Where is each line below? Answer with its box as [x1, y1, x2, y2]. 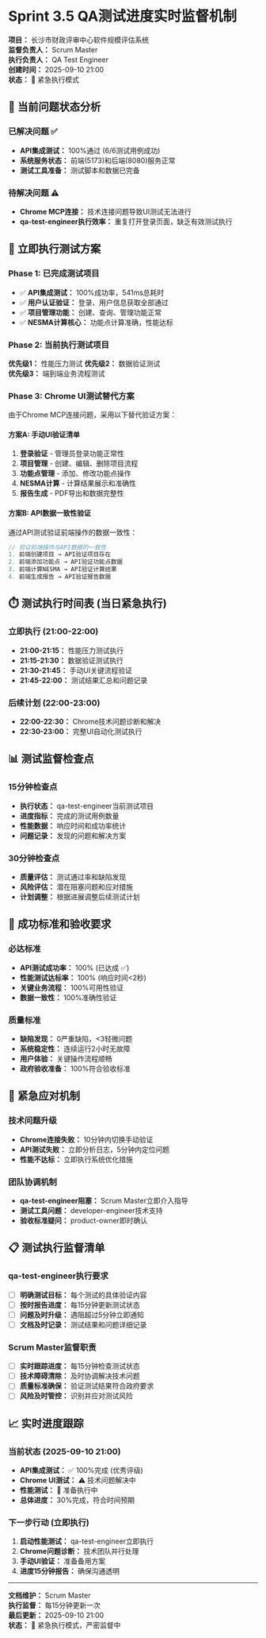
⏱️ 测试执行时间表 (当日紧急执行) [8, 597, 168, 610]
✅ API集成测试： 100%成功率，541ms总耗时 [19, 288, 165, 297]
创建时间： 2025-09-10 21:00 [8, 64, 104, 74]
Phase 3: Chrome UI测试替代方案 [8, 390, 135, 401]
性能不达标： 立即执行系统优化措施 [19, 1154, 133, 1164]
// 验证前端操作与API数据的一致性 [8, 543, 107, 551]
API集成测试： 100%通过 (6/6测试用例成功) [19, 145, 161, 155]
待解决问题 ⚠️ [8, 187, 59, 199]
